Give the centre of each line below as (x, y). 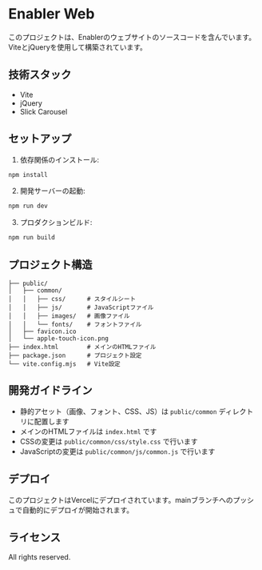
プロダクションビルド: (56, 223)
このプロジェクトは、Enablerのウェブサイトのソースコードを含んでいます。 (132, 37)
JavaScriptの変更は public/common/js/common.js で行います (117, 451)
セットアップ (40, 139)
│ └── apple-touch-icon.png (59, 339)
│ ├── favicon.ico (43, 331)
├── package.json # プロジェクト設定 (75, 355)
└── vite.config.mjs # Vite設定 (65, 364)
